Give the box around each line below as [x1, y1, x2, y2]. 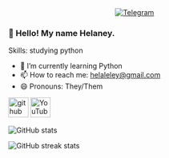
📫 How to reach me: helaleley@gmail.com [19, 70, 161, 80]
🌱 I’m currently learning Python [19, 61, 123, 71]
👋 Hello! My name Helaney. [8, 27, 115, 38]
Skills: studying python [8, 45, 84, 55]
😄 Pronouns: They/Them [19, 81, 103, 91]
